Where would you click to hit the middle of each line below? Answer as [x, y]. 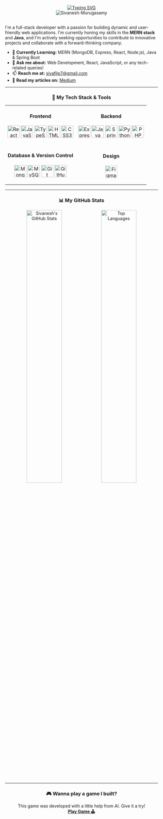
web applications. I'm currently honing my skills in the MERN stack [88, 33]
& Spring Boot [26, 57]
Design [111, 156]
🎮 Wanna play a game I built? [81, 793]
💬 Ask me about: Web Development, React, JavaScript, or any [74, 62]
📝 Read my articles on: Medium [44, 80]
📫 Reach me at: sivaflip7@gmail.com [50, 73]
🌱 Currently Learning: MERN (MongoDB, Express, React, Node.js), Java [84, 52]
